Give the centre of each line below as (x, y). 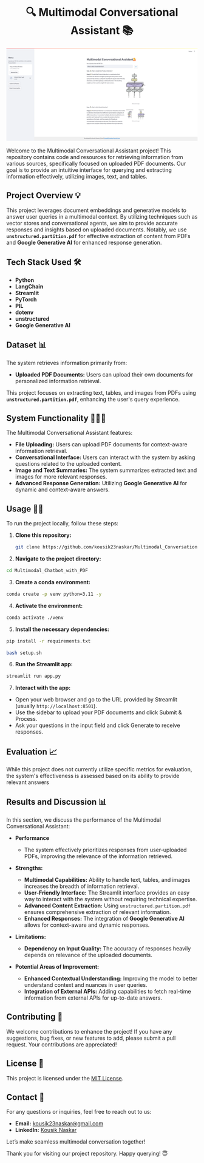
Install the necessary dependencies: (62, 629)
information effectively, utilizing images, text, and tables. (77, 177)
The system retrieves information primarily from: (67, 363)
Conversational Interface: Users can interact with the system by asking (105, 457)
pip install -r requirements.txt (49, 641)
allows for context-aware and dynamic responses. (87, 925)
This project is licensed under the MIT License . (65, 1078)
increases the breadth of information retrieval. (82, 886)
